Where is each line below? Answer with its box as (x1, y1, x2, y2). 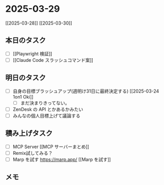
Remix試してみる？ (12, 150, 53, 156)
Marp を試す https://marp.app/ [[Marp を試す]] (12, 156, 111, 163)
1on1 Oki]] (12, 94, 34, 100)
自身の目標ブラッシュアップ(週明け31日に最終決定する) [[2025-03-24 (12, 88, 159, 94)
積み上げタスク (5, 129, 53, 138)
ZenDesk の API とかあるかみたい (12, 106, 84, 112)
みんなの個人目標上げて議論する (12, 112, 80, 119)
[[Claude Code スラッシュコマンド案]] (12, 57, 93, 63)
